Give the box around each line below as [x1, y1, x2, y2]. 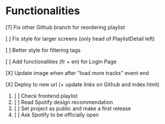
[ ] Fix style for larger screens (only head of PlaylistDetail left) [5, 35, 155, 42]
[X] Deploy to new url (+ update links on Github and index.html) [5, 81, 160, 88]
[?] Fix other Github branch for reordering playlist [5, 24, 125, 31]
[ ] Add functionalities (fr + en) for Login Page [5, 58, 117, 65]
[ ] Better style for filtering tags [5, 46, 81, 54]
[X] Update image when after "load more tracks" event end [5, 69, 149, 76]
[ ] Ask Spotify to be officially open [14, 111, 99, 118]
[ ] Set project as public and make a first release [14, 105, 131, 112]
